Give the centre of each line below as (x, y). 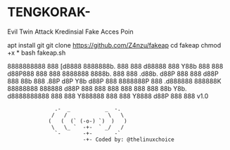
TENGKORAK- (49, 12)
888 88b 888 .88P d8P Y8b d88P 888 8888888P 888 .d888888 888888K (114, 81)
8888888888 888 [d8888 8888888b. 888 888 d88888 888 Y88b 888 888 (115, 66)
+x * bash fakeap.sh (37, 53)
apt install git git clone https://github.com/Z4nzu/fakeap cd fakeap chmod (114, 45)
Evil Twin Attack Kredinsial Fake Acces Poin (70, 32)
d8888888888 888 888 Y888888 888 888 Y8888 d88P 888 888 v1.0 (108, 96)
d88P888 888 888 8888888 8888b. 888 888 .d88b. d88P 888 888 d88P (113, 74)
